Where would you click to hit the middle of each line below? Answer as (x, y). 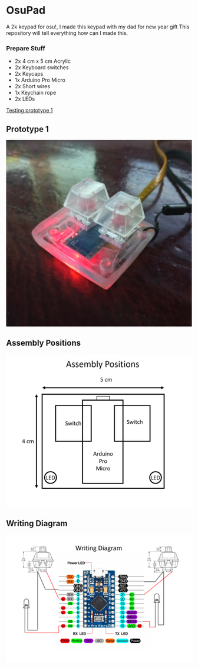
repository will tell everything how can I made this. (67, 33)
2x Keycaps (29, 74)
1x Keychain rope (35, 93)
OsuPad (26, 10)
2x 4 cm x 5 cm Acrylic (42, 61)
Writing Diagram (37, 523)
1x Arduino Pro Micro (40, 80)
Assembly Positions (44, 343)
